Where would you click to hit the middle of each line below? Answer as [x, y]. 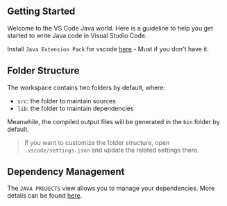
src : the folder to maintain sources [67, 101]
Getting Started [41, 11]
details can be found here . [45, 196]
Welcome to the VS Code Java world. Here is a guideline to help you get [110, 28]
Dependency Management [66, 172]
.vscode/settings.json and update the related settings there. [111, 150]
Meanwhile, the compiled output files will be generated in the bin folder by [113, 121]
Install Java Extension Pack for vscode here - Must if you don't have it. [108, 49]
